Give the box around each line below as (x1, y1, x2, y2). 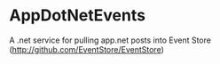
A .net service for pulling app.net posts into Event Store (9, 35, 211, 45)
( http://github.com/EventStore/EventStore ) (9, 44, 164, 54)
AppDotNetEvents (9, 5, 146, 26)
